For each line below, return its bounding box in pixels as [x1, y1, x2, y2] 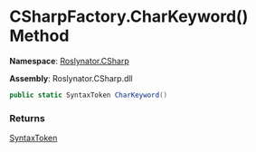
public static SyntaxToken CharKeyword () [9, 90, 168, 100]
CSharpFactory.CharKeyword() [9, 6, 249, 27]
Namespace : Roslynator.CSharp [9, 55, 129, 66]
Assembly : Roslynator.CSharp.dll [9, 72, 133, 83]
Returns [9, 111, 45, 124]
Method [9, 25, 70, 46]
